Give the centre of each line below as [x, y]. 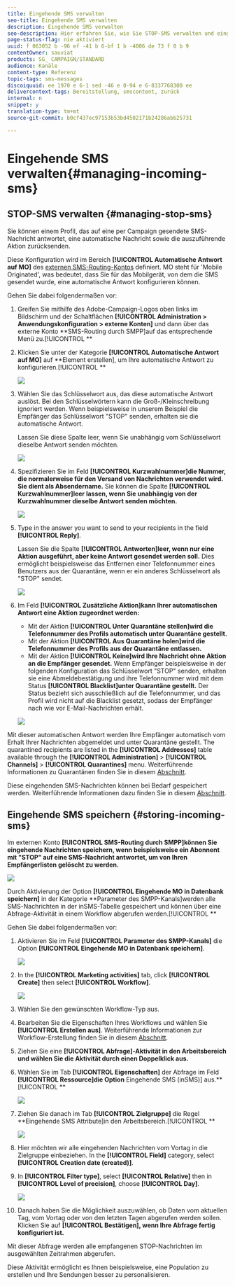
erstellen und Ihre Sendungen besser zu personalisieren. [89, 1275]
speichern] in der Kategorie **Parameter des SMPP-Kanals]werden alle [112, 899]
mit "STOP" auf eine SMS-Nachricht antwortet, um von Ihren [97, 858]
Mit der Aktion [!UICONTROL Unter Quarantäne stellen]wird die [120, 626]
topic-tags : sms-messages [45, 79]
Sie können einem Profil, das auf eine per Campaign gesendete [98, 231]
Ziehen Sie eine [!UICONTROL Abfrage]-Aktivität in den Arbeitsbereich [122, 1051]
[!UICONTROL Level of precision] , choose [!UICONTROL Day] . [108, 1184]
